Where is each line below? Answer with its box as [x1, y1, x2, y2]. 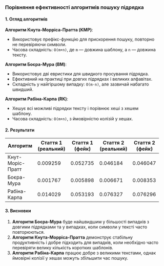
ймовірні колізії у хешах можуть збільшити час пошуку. [12, 255, 128, 261]
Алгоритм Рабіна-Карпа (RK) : [5, 96, 68, 102]
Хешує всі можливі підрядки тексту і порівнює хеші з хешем [12, 106, 139, 111]
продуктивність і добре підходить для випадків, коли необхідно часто [12, 239, 159, 245]
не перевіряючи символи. [12, 42, 67, 47]
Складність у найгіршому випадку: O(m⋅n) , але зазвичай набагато [12, 81, 149, 87]
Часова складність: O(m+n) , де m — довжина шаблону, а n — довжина [12, 47, 156, 53]
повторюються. [12, 229, 45, 235]
